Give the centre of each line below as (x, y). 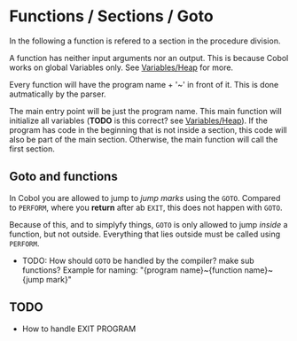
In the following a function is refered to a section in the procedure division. (145, 41)
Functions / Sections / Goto (112, 16)
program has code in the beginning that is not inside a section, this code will (148, 129)
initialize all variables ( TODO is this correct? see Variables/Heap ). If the (138, 120)
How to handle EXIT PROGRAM (79, 329)
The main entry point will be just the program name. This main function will (145, 111)
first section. (32, 149)
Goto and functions (63, 177)
